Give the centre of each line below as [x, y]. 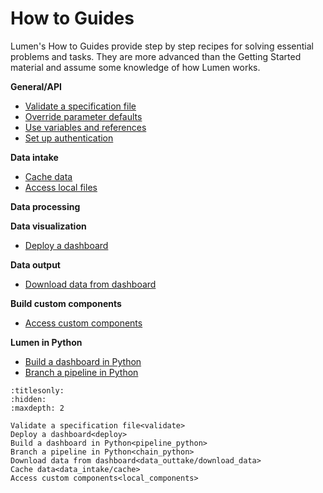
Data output [35, 264]
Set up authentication [69, 138]
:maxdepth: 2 [37, 408]
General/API [36, 86]
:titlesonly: [37, 390]
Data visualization [48, 226]
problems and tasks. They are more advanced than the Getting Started [156, 56]
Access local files [61, 187]
